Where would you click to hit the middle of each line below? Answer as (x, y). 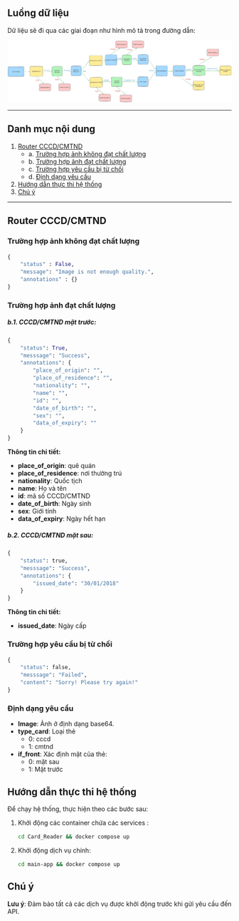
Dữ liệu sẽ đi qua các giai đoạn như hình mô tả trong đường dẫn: (101, 30)
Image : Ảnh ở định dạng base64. (66, 724)
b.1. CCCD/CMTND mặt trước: (52, 322)
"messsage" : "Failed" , (54, 675)
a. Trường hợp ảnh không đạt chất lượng (87, 153)
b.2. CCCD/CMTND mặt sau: (51, 535)
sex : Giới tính (37, 512)
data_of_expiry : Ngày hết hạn (62, 519)
